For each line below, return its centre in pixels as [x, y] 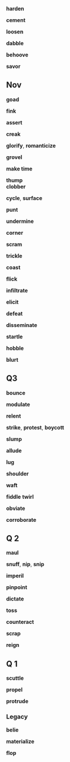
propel [14, 690]
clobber [16, 186]
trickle [14, 256]
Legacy [17, 717]
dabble [15, 43]
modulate [18, 404]
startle [15, 337]
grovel [14, 157]
